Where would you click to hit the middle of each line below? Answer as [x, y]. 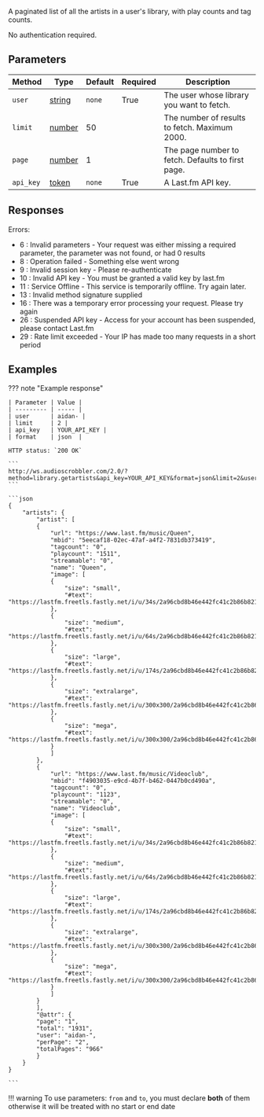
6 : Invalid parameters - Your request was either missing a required [128, 244]
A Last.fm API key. [198, 182]
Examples [33, 370]
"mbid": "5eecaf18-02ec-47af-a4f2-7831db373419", [133, 540]
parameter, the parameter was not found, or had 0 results [112, 253]
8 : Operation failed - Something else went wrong [99, 261]
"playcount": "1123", [86, 795]
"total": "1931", [64, 1029]
